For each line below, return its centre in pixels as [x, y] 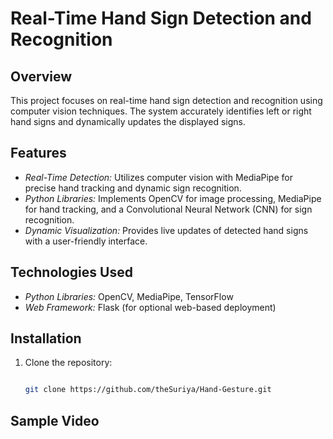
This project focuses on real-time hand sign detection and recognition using [166, 100]
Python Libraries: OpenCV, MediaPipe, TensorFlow [129, 296]
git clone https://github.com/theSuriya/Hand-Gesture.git [148, 390]
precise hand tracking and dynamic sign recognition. [133, 188]
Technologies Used [71, 272]
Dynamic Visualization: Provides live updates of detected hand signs [166, 230]
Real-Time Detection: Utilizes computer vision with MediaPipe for [158, 177]
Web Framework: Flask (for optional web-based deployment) [150, 307]
